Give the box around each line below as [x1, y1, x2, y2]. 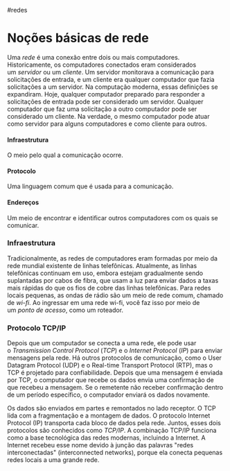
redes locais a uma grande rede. [7, 456, 100, 464]
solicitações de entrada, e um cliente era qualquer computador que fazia [7, 75, 215, 83]
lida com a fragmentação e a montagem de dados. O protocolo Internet [7, 411, 211, 420]
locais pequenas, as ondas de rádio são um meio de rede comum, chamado [7, 291, 224, 299]
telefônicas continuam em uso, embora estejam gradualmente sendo [7, 269, 203, 277]
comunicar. [7, 221, 39, 229]
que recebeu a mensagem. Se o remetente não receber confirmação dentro [7, 383, 224, 392]
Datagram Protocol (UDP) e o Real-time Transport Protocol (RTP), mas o [7, 361, 213, 370]
